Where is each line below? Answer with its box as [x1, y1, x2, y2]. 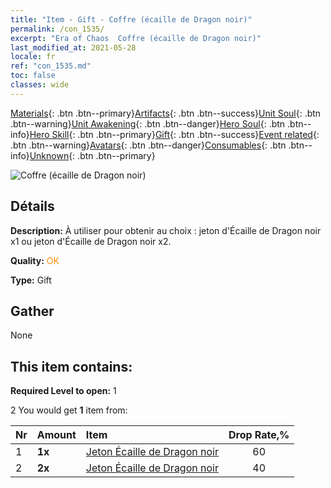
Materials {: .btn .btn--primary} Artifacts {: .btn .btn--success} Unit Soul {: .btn [10, 107, 322, 119]
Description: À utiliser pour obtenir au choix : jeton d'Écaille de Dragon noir [10, 224, 322, 236]
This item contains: [10, 358, 133, 375]
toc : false [10, 71, 56, 81]
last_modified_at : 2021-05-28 [10, 42, 137, 53]
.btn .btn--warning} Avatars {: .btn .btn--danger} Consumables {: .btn [10, 139, 287, 151]
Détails [10, 198, 55, 215]
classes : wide [10, 80, 70, 90]
